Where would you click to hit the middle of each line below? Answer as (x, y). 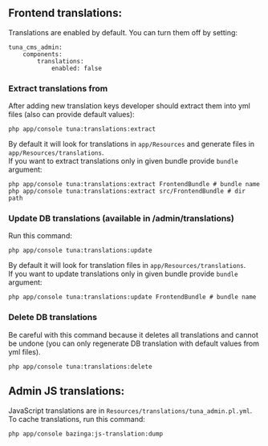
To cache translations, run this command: (77, 419)
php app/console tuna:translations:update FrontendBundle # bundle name (132, 297)
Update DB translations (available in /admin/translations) (121, 218)
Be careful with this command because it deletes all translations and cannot (133, 334)
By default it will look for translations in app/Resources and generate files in (132, 144)
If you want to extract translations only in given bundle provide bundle (123, 161)
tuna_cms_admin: (35, 47)
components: (43, 54)
